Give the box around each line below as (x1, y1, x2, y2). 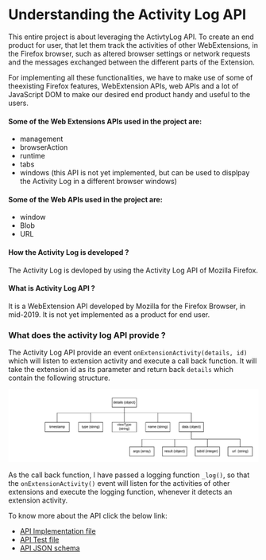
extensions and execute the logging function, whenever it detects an (8, 488, 233, 497)
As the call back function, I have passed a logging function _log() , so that (8, 470, 250, 480)
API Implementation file (19, 527, 97, 536)
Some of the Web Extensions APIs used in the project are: (8, 116, 202, 126)
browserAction (19, 143, 68, 152)
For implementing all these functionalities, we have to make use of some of (8, 72, 253, 82)
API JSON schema (19, 543, 81, 553)
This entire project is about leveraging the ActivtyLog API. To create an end (8, 32, 254, 41)
